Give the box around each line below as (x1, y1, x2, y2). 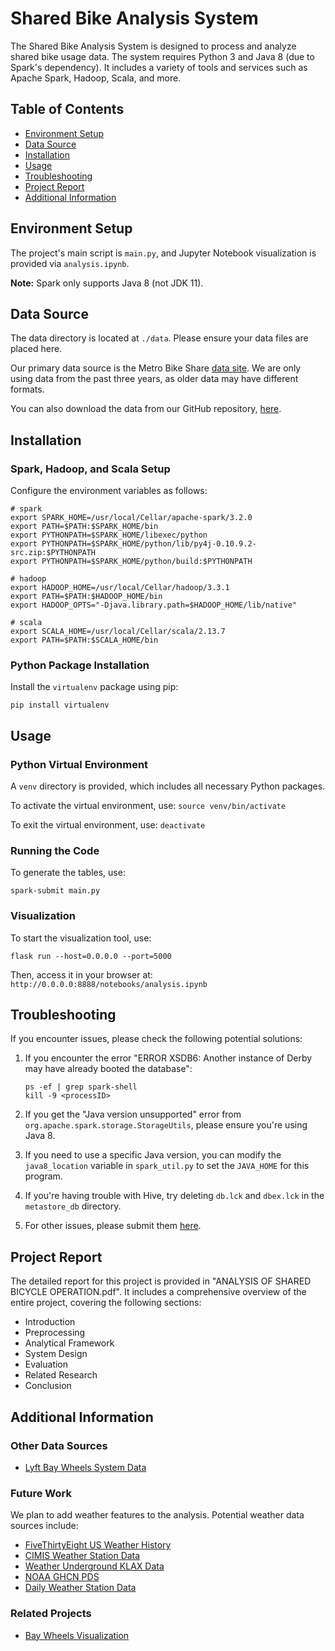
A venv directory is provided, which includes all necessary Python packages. (10, 780, 326, 792)
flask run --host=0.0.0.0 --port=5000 (10, 951, 172, 961)
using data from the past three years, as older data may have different (10, 373, 299, 385)
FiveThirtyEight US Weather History (24, 1539, 172, 1551)
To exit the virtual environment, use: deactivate (10, 819, 206, 831)
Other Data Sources (10, 1438, 108, 1452)
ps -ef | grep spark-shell (24, 1082, 138, 1092)
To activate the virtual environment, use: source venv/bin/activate (10, 800, 287, 812)
